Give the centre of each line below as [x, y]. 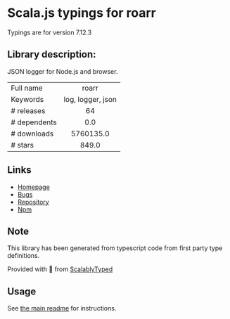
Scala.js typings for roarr [82, 13]
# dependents [34, 122]
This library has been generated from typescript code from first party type [115, 248]
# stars [22, 145]
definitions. [24, 256]
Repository [33, 202]
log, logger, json [90, 99]
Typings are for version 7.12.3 [50, 32]
